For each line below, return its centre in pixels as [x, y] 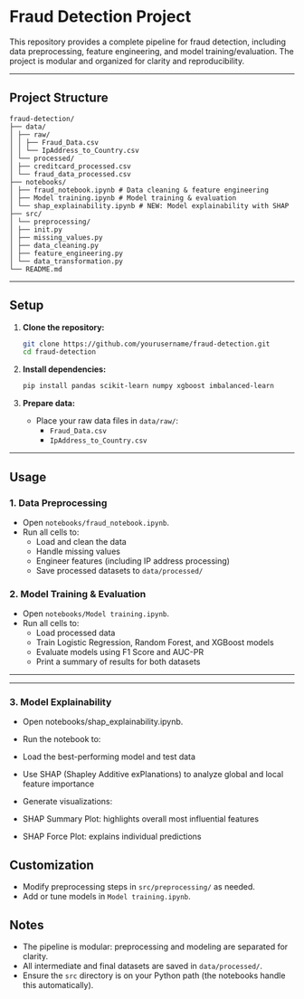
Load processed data [76, 633]
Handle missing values [78, 551]
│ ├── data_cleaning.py [54, 245]
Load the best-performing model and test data [109, 756]
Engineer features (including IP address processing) [133, 561]
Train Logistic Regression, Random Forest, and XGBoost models [155, 642]
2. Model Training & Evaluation [78, 594]
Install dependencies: [64, 369]
